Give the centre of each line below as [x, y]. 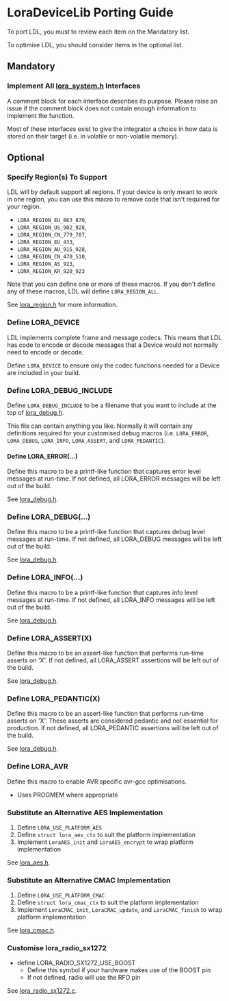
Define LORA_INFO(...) [45, 577]
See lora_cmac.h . [31, 930]
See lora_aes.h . [29, 863]
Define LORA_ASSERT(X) [50, 638]
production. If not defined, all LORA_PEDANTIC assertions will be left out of [113, 728]
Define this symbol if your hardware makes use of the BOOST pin [119, 970]
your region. [24, 206]
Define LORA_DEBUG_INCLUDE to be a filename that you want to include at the [112, 405]
